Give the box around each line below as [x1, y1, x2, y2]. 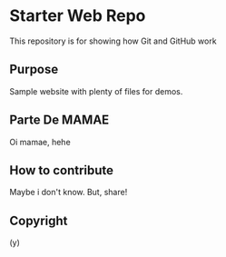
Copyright [9, 213, 68, 228]
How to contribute [9, 163, 114, 178]
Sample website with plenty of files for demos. [9, 85, 183, 96]
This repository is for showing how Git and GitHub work [9, 35, 217, 46]
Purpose [9, 62, 59, 77]
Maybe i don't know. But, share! [9, 187, 128, 198]
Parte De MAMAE [9, 113, 110, 128]
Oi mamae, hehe [9, 136, 71, 147]
